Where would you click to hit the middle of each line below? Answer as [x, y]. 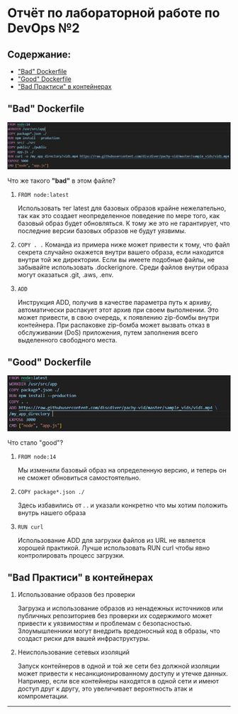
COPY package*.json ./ [51, 492]
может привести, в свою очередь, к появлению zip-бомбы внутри [118, 317]
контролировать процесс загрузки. [71, 555]
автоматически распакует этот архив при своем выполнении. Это [118, 310]
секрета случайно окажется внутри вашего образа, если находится [121, 252]
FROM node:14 [37, 457]
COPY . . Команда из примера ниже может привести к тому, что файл [124, 244]
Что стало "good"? [35, 443]
